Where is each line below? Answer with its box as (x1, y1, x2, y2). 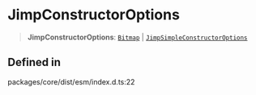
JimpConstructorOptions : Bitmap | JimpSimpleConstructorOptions (27, 32, 248, 42)
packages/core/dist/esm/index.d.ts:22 (7, 76, 135, 86)
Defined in (7, 56, 62, 69)
